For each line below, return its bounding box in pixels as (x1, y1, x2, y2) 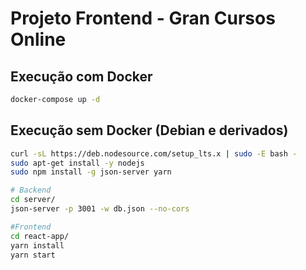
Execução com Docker (10, 68, 153, 85)
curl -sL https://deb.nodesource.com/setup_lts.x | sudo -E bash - (10, 148, 298, 159)
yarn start (10, 250, 56, 260)
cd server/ (10, 195, 56, 205)
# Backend (10, 185, 52, 196)
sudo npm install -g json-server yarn (10, 167, 172, 177)
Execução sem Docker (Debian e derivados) (10, 122, 289, 139)
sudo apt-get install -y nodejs (10, 158, 145, 168)
